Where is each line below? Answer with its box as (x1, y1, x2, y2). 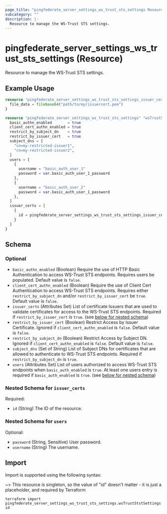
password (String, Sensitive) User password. (12, 439, 102, 445)
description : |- (5, 16, 39, 21)
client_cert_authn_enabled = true (9, 125, 81, 130)
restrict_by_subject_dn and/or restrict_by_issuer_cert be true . (12, 293, 147, 299)
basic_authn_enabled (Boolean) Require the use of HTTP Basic (12, 267, 140, 273)
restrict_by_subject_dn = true (9, 129, 81, 134)
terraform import (5, 496, 41, 502)
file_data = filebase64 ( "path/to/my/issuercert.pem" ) (9, 102, 123, 107)
